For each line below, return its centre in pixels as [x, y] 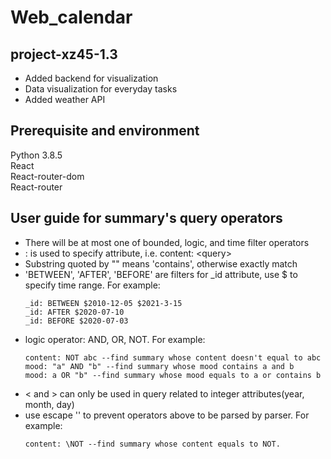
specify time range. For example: [92, 285]
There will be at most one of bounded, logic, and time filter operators [167, 242]
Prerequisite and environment [105, 131]
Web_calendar [71, 17]
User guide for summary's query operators [146, 218]
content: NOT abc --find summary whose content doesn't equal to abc [173, 357]
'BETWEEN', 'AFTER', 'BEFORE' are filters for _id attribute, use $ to [161, 274]
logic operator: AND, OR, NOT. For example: [115, 339]
